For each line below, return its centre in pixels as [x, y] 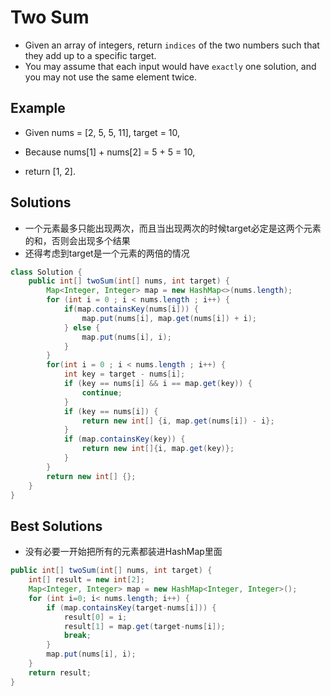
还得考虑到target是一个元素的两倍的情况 [107, 253]
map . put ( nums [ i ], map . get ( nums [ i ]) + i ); [169, 318]
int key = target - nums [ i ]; [124, 374]
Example [38, 108]
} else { [82, 327]
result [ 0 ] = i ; [95, 617]
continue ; [102, 392]
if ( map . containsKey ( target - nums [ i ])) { [131, 607]
